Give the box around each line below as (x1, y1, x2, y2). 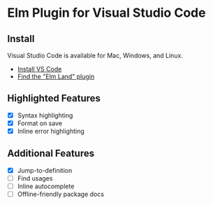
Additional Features (7, 148, 95, 160)
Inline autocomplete (17, 182, 75, 190)
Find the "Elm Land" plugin (17, 72, 95, 80)
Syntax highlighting (17, 111, 73, 120)
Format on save (17, 119, 63, 127)
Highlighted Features (7, 92, 101, 104)
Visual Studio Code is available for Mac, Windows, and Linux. (7, 51, 184, 59)
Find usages (17, 174, 53, 183)
